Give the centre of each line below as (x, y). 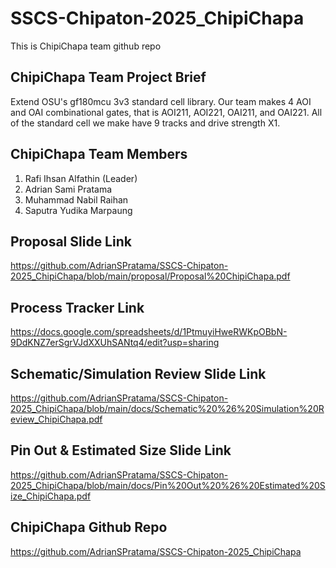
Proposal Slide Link (71, 241)
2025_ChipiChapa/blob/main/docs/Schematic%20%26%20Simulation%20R (167, 408)
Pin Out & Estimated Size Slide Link (121, 450)
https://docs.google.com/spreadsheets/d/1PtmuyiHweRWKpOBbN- (149, 332)
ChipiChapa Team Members (99, 154)
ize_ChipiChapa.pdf (51, 496)
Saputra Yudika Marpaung (78, 210)
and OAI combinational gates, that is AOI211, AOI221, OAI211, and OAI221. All (166, 112)
